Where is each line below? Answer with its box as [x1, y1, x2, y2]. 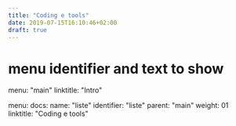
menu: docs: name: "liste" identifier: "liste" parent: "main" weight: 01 [8, 101, 229, 110]
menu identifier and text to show [8, 59, 224, 77]
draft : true [8, 26, 47, 34]
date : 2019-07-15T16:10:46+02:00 [8, 19, 118, 27]
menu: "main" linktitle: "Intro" [8, 85, 103, 95]
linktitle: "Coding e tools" [8, 109, 89, 118]
